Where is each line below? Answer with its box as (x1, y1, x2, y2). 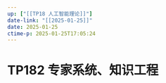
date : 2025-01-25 (7, 23, 58, 30)
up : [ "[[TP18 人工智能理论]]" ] (7, 10, 93, 18)
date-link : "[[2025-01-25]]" (7, 17, 93, 24)
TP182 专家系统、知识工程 (7, 63, 159, 78)
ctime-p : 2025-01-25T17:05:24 (7, 30, 96, 37)
